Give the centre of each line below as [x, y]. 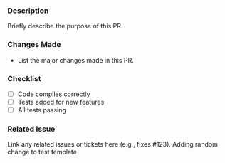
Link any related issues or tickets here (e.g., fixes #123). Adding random [113, 144]
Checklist [24, 78]
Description [28, 11]
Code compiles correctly [54, 94]
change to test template [42, 152]
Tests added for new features [61, 102]
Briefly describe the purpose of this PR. [65, 26]
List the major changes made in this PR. [75, 60]
